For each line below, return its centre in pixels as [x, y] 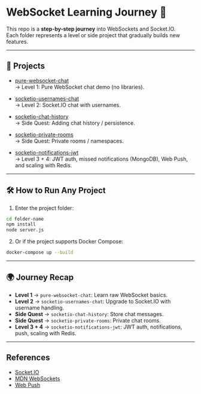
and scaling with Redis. [43, 165]
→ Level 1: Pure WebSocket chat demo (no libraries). [80, 87]
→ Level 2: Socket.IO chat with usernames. [68, 105]
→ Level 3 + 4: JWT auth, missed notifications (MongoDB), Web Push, [101, 159]
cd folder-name [25, 219]
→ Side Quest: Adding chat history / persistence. [75, 123]
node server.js [25, 230]
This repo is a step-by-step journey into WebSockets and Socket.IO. [91, 29]
